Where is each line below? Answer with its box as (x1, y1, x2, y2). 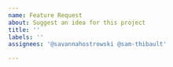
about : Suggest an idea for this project (8, 19, 146, 26)
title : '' (8, 26, 41, 33)
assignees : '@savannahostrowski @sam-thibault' (8, 41, 167, 48)
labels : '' (8, 33, 44, 41)
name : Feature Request (8, 11, 83, 19)
